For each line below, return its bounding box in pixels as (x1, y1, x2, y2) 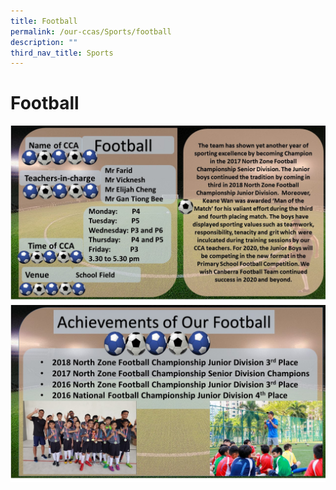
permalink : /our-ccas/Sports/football (10, 26, 172, 37)
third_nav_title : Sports (10, 48, 114, 58)
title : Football (10, 16, 78, 26)
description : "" (10, 37, 78, 47)
